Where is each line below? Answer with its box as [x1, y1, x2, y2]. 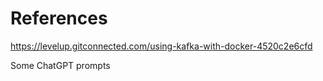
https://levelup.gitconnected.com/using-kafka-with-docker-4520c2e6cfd [10, 40, 313, 52]
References [10, 7, 108, 30]
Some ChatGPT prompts [10, 59, 111, 71]
